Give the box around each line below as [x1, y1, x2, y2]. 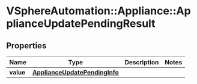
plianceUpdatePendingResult [6, 17, 156, 30]
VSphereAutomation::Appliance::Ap [6, 4, 191, 18]
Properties [6, 41, 47, 51]
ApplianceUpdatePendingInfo [32, 69, 119, 76]
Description [124, 58, 159, 66]
